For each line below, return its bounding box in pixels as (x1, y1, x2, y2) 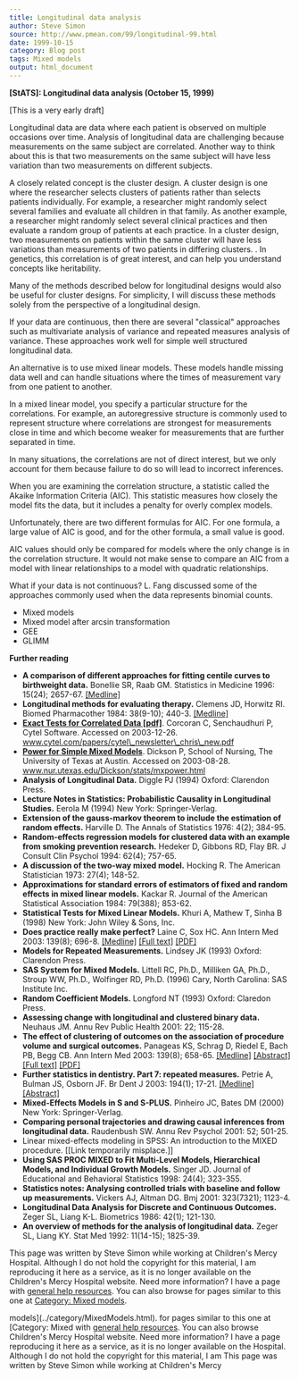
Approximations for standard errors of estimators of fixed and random (21, 879, 288, 889)
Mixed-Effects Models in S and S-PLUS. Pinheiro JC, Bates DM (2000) (21, 1097, 285, 1108)
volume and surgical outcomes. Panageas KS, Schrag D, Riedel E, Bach (21, 1040, 288, 1051)
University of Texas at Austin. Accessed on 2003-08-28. (21, 755, 230, 766)
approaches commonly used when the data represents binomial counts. (9, 589, 274, 600)
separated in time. (9, 436, 76, 447)
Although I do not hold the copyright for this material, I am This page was (9, 1350, 278, 1361)
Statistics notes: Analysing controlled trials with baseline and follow (21, 1182, 281, 1193)
